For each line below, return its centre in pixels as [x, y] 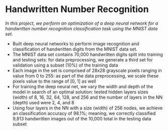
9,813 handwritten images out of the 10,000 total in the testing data [82, 118]
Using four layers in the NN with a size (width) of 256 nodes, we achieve [88, 108]
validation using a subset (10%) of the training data [65, 65]
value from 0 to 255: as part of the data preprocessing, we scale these [86, 76]
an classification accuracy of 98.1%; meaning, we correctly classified [84, 113]
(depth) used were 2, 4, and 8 [43, 102]
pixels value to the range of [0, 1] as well [54, 81]
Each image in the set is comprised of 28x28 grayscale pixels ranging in [87, 70]
